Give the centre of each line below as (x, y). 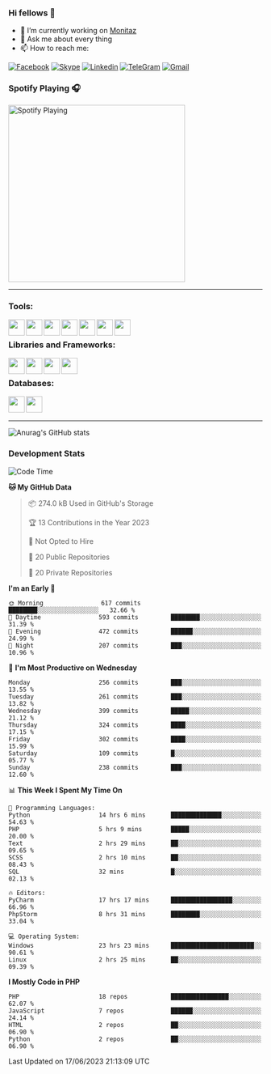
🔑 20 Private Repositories (70, 572)
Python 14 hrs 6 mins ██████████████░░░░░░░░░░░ (135, 815)
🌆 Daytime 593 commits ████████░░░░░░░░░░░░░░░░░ (135, 617)
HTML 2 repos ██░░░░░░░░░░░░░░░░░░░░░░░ (135, 1025)
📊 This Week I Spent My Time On (65, 790)
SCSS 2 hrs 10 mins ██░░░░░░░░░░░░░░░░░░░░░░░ (135, 857)
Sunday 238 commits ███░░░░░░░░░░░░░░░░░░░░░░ (135, 767)
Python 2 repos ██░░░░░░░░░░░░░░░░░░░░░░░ (135, 1039)
